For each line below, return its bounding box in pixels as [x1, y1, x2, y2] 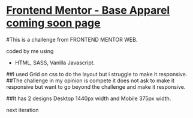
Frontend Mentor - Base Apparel [6, 4, 170, 17]
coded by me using [6, 47, 54, 54]
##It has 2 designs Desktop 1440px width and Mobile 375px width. [6, 95, 171, 102]
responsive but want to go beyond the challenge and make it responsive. [6, 83, 186, 90]
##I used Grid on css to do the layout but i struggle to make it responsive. [6, 70, 188, 77]
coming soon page [6, 16, 101, 30]
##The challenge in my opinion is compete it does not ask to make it [6, 77, 175, 84]
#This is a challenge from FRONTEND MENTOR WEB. [6, 36, 138, 43]
